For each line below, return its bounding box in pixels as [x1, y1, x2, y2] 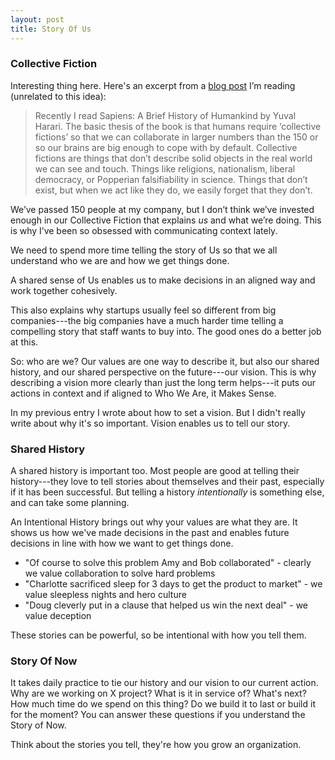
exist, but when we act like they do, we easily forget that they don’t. [34, 184, 313, 196]
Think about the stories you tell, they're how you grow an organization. [10, 739, 302, 751]
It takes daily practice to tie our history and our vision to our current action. [10, 677, 319, 689]
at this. [10, 336, 39, 348]
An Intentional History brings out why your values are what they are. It [10, 516, 298, 528]
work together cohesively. [10, 284, 118, 296]
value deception [24, 610, 92, 622]
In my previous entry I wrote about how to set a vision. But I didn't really [10, 406, 306, 418]
